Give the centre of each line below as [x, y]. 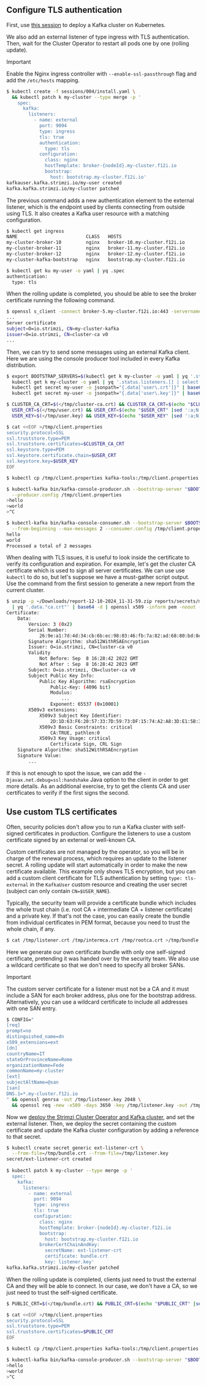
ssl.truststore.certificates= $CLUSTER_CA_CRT [65, 444]
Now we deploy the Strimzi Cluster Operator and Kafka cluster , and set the [101, 1117]
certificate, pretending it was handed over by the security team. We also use [103, 958]
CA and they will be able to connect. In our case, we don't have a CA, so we [102, 1286]
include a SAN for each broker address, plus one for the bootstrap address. [101, 995]
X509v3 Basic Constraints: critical [86, 727]
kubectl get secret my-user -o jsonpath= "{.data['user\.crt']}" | [98, 388]
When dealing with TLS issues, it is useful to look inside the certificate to [98, 558]
